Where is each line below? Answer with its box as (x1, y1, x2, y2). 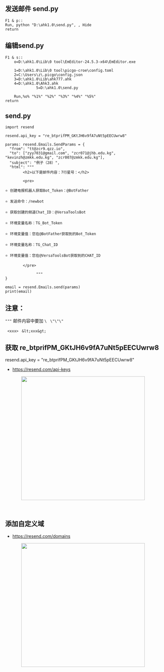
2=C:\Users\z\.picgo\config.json (14, 72, 83, 77)
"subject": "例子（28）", (9, 160, 60, 165)
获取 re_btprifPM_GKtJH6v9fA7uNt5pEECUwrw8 (5, 343, 159, 352)
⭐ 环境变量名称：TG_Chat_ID (5, 242, 58, 248)
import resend (5, 125, 35, 130)
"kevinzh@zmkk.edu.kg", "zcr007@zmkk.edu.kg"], (5, 155, 105, 160)
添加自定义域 (5, 519, 44, 528)
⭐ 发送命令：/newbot (5, 199, 44, 204)
